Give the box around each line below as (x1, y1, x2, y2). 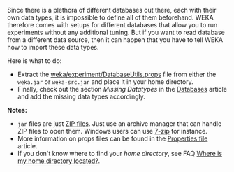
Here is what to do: (7, 57, 62, 65)
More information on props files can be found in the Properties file (17, 134, 208, 143)
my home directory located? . (17, 157, 101, 165)
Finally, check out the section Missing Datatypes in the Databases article (17, 85, 227, 93)
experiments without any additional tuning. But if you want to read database (7, 28, 226, 36)
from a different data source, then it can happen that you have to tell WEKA (7, 36, 224, 44)
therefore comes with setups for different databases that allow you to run (7, 21, 218, 29)
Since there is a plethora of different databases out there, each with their (7, 6, 217, 14)
